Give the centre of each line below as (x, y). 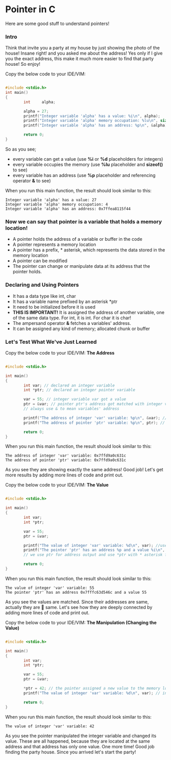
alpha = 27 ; (36, 111)
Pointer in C (31, 9)
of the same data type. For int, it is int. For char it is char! (72, 318)
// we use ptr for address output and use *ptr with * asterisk (93, 555)
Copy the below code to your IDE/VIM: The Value (57, 485)
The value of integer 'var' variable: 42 (50, 726)
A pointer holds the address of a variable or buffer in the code (77, 239)
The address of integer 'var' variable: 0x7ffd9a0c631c (66, 456)
